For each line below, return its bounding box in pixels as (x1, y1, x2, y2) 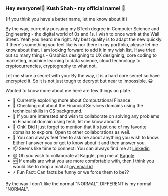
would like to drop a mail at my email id (12, 164, 93, 170)
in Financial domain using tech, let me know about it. (12, 119, 121, 125)
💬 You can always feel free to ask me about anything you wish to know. (12, 135, 159, 141)
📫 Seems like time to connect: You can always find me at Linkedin (12, 145, 150, 152)
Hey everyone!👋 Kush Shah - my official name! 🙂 (5, 5, 125, 12)
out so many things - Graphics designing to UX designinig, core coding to (5, 52, 157, 58)
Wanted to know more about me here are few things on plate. (5, 88, 132, 94)
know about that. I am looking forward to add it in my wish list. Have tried (5, 47, 156, 53)
